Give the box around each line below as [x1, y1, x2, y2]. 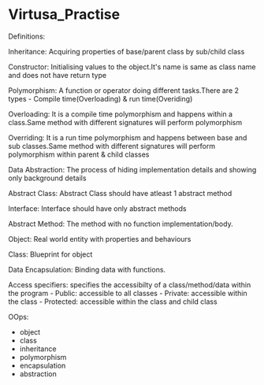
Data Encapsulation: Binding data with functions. [8, 265, 166, 274]
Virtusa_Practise [8, 6, 121, 24]
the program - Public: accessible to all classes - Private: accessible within [8, 288, 247, 298]
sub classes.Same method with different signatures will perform [8, 141, 215, 150]
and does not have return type [8, 70, 107, 80]
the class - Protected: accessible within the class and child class [8, 297, 218, 306]
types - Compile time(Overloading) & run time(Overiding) [8, 94, 193, 103]
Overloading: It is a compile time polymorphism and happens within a [8, 109, 233, 119]
